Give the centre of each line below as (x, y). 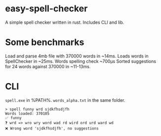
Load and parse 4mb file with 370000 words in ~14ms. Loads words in (77, 56)
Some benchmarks (45, 42)
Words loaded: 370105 (27, 113)
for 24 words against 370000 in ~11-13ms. (48, 66)
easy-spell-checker (46, 9)
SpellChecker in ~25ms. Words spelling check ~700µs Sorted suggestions (81, 61)
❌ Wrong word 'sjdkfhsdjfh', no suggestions (52, 128)
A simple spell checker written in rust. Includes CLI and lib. (65, 22)
